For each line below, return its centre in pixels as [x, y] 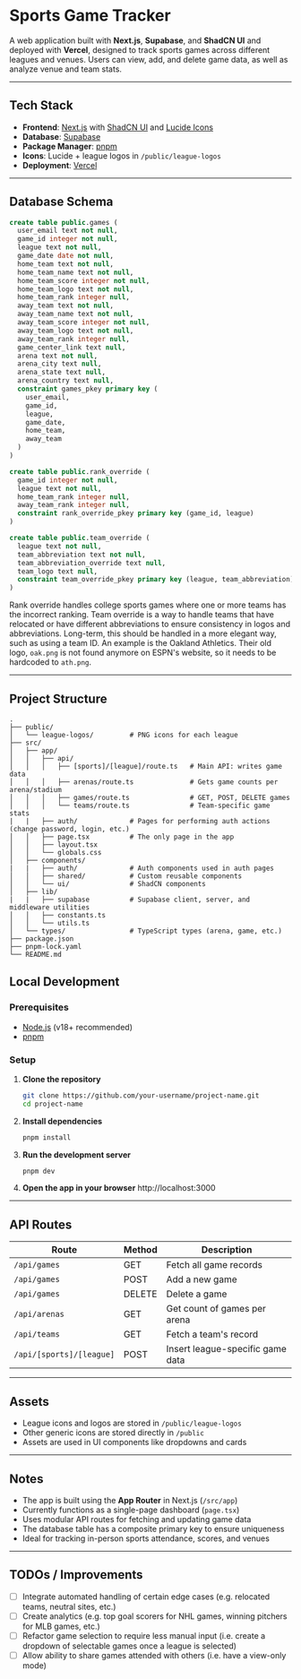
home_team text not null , [66, 264]
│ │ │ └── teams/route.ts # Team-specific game [140, 805]
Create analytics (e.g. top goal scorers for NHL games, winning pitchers [155, 1616]
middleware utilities [50, 908]
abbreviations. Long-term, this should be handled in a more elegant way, [143, 633]
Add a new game [202, 1279]
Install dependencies [62, 1121]
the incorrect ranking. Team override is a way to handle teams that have [142, 615]
